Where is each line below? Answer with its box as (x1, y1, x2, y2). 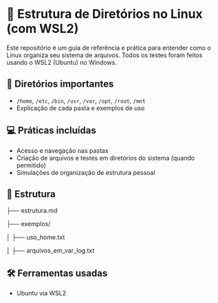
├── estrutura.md (6, 207, 58, 215)
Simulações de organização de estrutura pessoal (16, 168, 155, 176)
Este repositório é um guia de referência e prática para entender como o (6, 43, 211, 52)
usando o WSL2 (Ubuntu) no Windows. (6, 58, 118, 66)
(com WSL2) (6, 21, 79, 36)
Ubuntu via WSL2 (16, 289, 67, 297)
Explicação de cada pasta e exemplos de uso (16, 103, 145, 112)
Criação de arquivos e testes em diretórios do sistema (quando (16, 154, 195, 162)
